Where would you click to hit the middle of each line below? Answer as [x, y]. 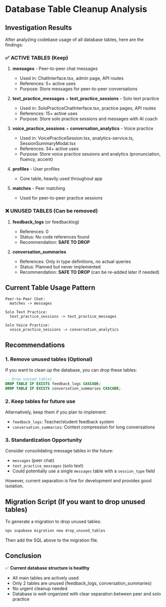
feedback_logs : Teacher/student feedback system [63, 422]
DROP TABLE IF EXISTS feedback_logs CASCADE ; [53, 384]
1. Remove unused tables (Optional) [49, 359]
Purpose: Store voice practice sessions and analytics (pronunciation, [90, 154]
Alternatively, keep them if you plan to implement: [56, 412]
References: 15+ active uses [49, 114]
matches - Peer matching [39, 189]
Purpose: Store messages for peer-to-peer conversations [79, 89]
